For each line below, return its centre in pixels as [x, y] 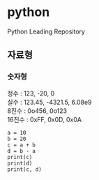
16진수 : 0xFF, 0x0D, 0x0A [45, 119]
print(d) [20, 163]
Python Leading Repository [46, 31]
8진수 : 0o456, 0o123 [37, 111]
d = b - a [22, 151]
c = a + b [22, 145]
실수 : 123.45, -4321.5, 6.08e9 [49, 102]
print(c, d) [24, 169]
